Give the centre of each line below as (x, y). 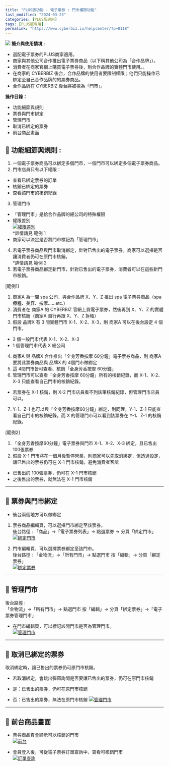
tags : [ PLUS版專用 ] (24, 24)
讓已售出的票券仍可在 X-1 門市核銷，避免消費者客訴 (66, 462)
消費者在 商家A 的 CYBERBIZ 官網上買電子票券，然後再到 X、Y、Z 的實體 (88, 309)
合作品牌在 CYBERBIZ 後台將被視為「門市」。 (59, 86)
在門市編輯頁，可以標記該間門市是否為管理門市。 (63, 626)
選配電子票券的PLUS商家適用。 (45, 54)
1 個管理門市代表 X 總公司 (39, 345)
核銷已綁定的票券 (30, 186)
